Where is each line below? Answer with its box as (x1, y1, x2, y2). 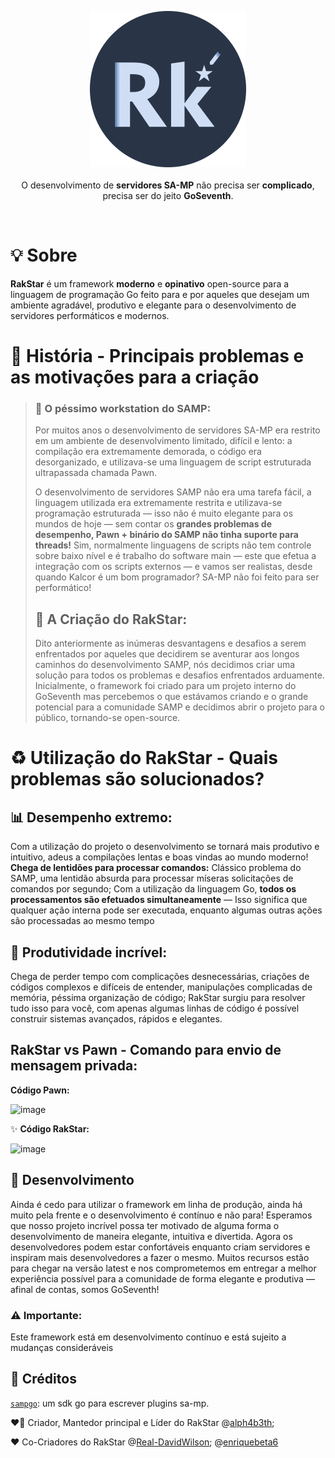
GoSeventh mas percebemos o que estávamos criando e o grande (34, 691, 309, 703)
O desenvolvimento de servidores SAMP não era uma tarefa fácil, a (34, 486, 312, 498)
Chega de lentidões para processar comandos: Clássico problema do (10, 862, 302, 874)
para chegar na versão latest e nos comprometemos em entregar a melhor (10, 1262, 317, 1274)
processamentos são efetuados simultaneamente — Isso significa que (10, 894, 308, 906)
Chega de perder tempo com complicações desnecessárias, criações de (10, 971, 310, 983)
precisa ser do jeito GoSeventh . (102, 190, 234, 201)
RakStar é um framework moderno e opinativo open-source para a (10, 277, 290, 290)
